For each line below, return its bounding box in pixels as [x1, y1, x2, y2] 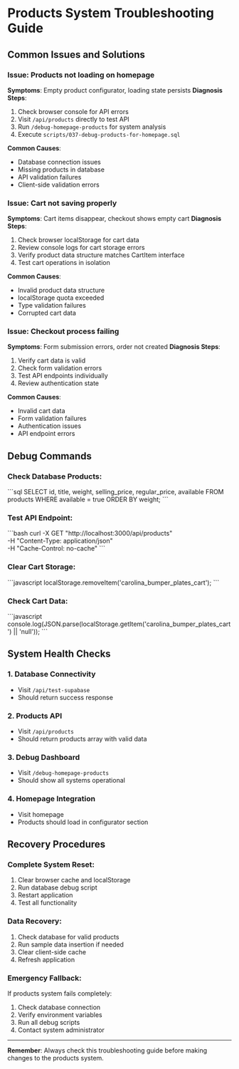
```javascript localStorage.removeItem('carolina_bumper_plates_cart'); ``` [7, 578, 220, 587]
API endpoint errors [17, 429, 75, 438]
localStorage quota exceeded [17, 293, 105, 302]
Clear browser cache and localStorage [17, 876, 131, 885]
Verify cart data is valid [17, 356, 86, 365]
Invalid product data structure [17, 286, 105, 295]
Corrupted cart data [17, 308, 77, 318]
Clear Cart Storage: [7, 562, 76, 572]
